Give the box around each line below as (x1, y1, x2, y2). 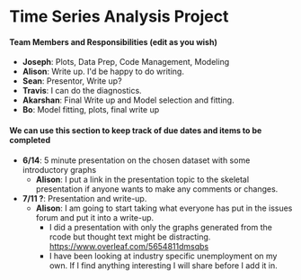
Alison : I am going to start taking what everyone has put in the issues (35, 203, 293, 213)
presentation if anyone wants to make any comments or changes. (35, 183, 279, 194)
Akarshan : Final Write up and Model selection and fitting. (22, 95, 235, 105)
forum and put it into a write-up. (35, 212, 155, 222)
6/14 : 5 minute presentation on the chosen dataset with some (22, 155, 251, 166)
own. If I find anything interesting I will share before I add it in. (49, 259, 279, 271)
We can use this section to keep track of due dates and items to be (9, 124, 262, 136)
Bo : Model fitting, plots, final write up (22, 104, 160, 115)
